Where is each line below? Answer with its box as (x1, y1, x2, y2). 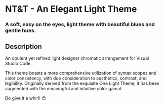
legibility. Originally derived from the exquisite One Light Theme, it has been (5, 80, 160, 86)
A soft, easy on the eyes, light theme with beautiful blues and (5, 21, 155, 28)
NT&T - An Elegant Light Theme (5, 3, 137, 15)
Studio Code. (5, 60, 32, 66)
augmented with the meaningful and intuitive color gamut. (5, 85, 123, 91)
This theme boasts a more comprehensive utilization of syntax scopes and (5, 70, 157, 76)
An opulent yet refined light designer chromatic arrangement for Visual (5, 55, 149, 61)
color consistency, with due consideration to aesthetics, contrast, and (5, 75, 147, 81)
